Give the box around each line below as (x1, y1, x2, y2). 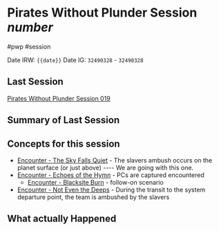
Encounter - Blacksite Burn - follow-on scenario (27, 178, 164, 186)
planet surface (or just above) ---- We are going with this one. (17, 163, 194, 172)
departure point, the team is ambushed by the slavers (17, 192, 170, 201)
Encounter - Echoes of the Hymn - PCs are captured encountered (17, 171, 205, 179)
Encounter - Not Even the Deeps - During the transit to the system (17, 185, 206, 194)
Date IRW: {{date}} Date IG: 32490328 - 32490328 (7, 55, 144, 64)
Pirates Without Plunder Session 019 (7, 94, 111, 102)
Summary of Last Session (7, 114, 120, 126)
